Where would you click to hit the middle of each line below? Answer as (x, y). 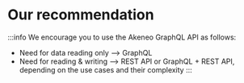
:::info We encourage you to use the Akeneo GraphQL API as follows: (122, 37)
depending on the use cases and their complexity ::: (106, 69)
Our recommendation (81, 15)
